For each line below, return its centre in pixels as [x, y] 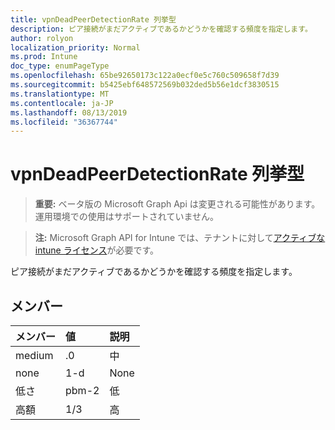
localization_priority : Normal [75, 47]
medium [34, 355]
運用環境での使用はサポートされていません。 [126, 217]
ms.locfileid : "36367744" [64, 122]
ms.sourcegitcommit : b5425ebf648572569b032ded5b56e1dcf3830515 [145, 85]
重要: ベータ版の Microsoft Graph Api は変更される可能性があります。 [177, 204]
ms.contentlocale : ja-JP [62, 103]
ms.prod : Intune [44, 57]
